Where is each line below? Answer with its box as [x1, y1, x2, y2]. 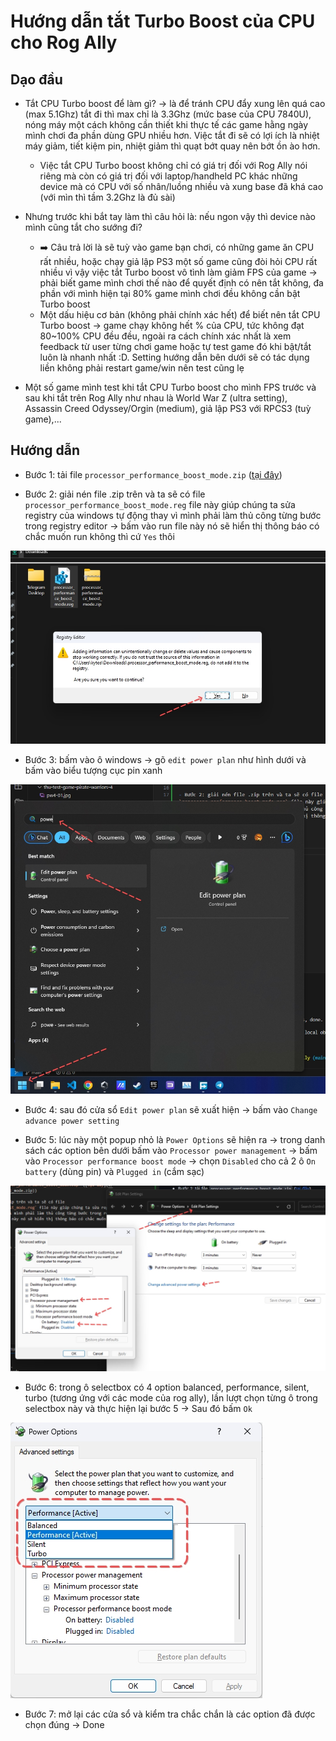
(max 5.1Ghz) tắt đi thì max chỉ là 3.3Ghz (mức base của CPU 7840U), [24, 108, 312, 120]
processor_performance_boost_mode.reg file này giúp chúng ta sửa [24, 498, 296, 510]
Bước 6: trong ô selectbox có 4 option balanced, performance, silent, [24, 1381, 310, 1394]
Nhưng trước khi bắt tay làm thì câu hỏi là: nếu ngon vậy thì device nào [24, 211, 316, 222]
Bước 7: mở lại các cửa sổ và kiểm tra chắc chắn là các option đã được [24, 1708, 316, 1720]
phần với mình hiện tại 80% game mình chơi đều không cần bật [39, 288, 301, 299]
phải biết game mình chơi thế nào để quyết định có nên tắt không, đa [39, 277, 324, 289]
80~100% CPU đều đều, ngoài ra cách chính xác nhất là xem [39, 330, 292, 342]
